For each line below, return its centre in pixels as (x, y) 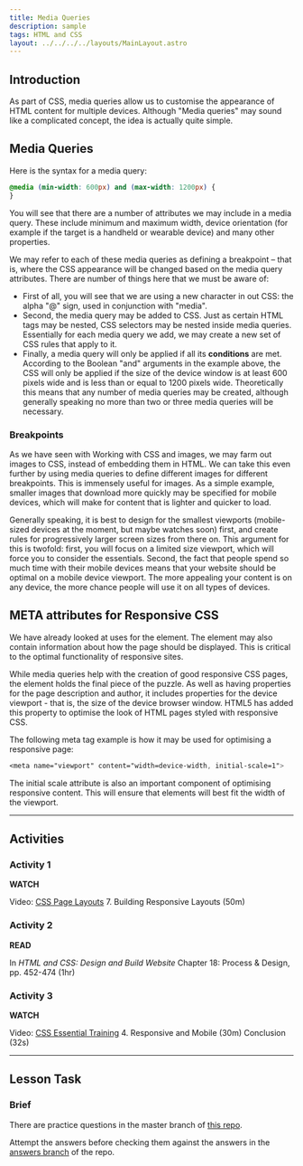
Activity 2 (31, 926)
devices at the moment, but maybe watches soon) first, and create (155, 529)
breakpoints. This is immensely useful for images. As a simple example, (142, 483)
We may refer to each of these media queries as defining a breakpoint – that (151, 259)
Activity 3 (31, 995)
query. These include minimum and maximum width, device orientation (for (149, 222)
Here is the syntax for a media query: (78, 170)
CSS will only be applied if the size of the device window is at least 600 (155, 372)
